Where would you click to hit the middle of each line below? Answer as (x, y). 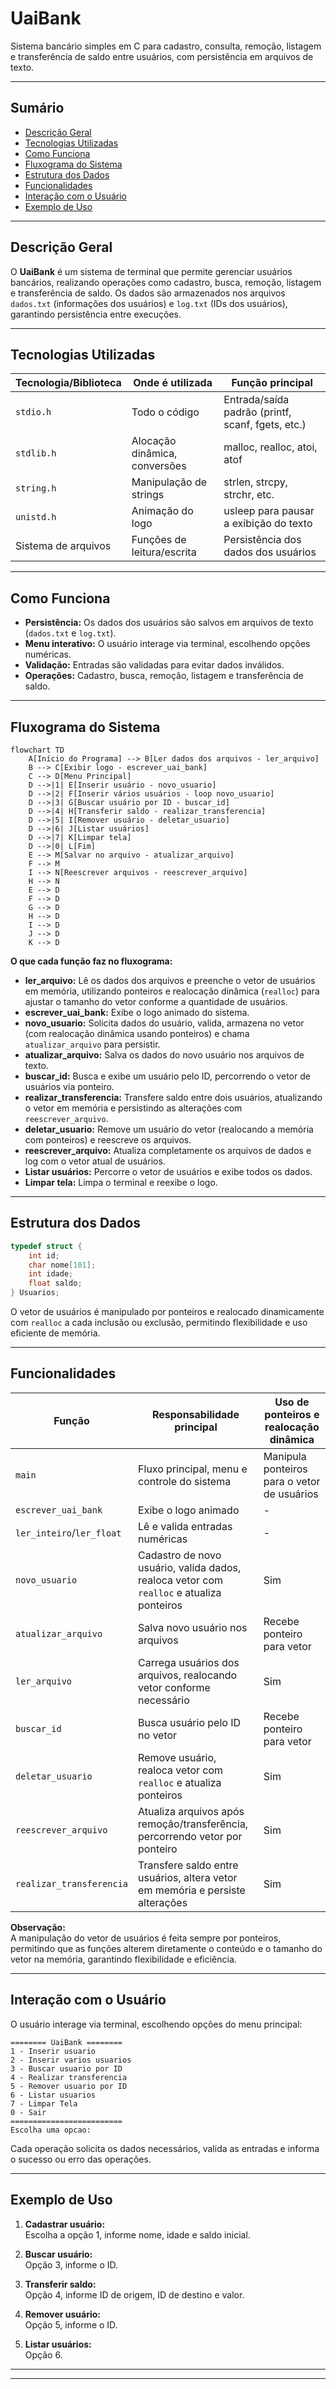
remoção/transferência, (193, 1824)
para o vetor (292, 1481)
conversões (159, 466)
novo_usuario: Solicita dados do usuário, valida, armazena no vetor (164, 1023)
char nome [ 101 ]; (62, 1265)
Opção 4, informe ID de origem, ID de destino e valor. (134, 2294)
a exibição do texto (268, 524)
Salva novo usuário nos (193, 1627)
